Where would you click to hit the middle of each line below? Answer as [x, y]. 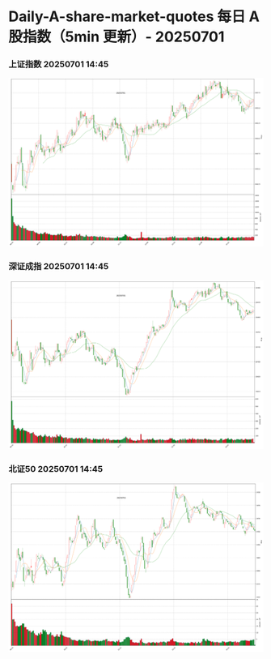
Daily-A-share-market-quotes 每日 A [134, 17]
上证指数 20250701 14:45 [59, 64]
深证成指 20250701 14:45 [59, 267]
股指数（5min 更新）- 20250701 [116, 37]
